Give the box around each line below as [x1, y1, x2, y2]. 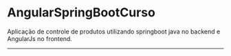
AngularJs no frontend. [7, 34, 72, 42]
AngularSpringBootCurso [7, 5, 156, 20]
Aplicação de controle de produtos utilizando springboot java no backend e [7, 27, 221, 36]
